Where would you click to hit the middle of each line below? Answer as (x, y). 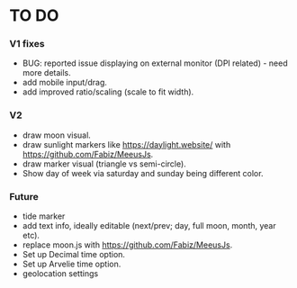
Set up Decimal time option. (74, 255)
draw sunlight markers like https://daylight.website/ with (126, 144)
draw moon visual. (57, 135)
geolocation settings (60, 274)
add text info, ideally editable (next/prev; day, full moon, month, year (149, 226)
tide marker (44, 216)
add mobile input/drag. (65, 83)
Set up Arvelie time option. (72, 264)
